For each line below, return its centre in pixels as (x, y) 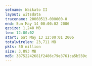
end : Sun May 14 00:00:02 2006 (37, 24)
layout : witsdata (23, 14)
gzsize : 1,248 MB (23, 28)
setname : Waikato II (26, 10)
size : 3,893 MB (21, 51)
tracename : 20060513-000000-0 (36, 19)
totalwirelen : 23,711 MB (31, 42)
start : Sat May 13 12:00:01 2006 (40, 38)
